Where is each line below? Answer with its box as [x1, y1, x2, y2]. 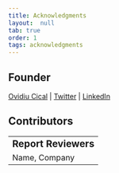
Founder [8, 71, 52, 84]
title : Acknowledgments [8, 11, 87, 20]
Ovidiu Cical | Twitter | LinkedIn [8, 91, 111, 101]
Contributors [8, 114, 74, 128]
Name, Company [12, 152, 75, 163]
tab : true [8, 26, 41, 34]
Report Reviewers [12, 136, 95, 150]
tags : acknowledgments [8, 41, 83, 49]
